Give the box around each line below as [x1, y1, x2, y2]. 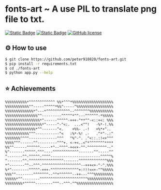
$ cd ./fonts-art [5, 66, 40, 71]
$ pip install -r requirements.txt [5, 61, 77, 66]
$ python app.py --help [5, 70, 53, 75]
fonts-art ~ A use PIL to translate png [5, 3, 157, 15]
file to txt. [5, 14, 45, 25]
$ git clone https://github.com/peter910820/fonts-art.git [5, 57, 127, 62]
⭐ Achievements [5, 84, 56, 93]
